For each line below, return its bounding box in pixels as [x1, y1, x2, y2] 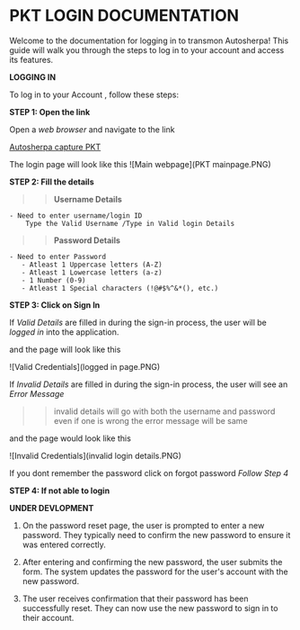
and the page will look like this [9, 344, 121, 355]
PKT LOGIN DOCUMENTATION [9, 5, 240, 26]
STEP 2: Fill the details [9, 176, 94, 187]
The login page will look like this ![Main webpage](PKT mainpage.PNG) [9, 158, 271, 169]
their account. [22, 612, 75, 623]
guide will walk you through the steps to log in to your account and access [9, 44, 285, 55]
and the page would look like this [9, 433, 132, 444]
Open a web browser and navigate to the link [9, 123, 175, 135]
